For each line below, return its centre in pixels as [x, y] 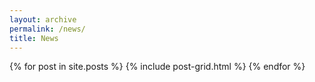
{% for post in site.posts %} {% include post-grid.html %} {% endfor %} [157, 67]
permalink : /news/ [47, 29]
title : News [34, 38]
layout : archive [43, 19]
